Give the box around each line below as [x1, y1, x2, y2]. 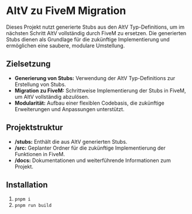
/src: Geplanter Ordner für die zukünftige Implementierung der [14, 144, 166, 151]
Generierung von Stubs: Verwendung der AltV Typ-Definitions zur [14, 74, 176, 81]
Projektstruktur [6, 123, 63, 133]
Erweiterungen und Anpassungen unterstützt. [14, 105, 125, 112]
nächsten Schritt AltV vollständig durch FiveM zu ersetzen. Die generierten [6, 29, 187, 36]
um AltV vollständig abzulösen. [14, 93, 90, 100]
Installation [6, 180, 48, 189]
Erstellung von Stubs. [14, 81, 66, 88]
